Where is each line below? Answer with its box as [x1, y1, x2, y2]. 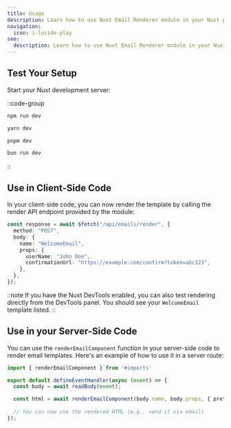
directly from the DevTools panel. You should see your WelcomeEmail [7, 298, 199, 306]
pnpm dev [7, 137, 32, 145]
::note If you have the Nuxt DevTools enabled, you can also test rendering [7, 290, 215, 299]
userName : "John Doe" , [25, 253, 91, 260]
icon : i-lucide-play [13, 29, 72, 36]
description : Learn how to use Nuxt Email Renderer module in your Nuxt [7, 17, 220, 23]
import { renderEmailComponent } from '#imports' [7, 364, 153, 372]
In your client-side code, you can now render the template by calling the [7, 200, 211, 208]
